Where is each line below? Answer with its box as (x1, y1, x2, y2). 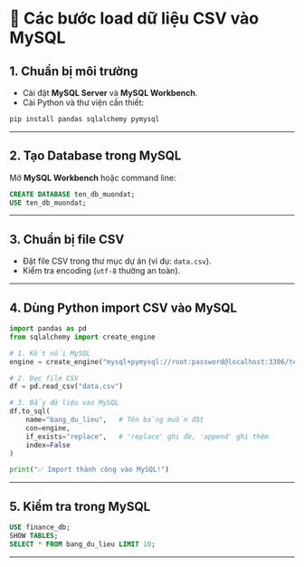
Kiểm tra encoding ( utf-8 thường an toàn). (22, 265, 181, 276)
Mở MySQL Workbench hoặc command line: (9, 172, 176, 183)
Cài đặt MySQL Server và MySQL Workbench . (22, 88, 198, 98)
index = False (25, 440, 71, 449)
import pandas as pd (9, 324, 88, 333)
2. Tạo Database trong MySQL (9, 149, 182, 164)
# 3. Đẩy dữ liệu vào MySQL (9, 399, 119, 408)
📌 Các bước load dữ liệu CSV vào (9, 8, 260, 29)
